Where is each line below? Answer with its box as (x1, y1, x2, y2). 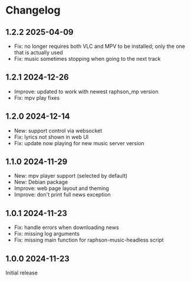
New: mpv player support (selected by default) (14, 172, 128, 179)
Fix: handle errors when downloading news (14, 224, 119, 231)
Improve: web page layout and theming (14, 185, 110, 192)
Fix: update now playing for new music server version (14, 139, 145, 146)
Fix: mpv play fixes (14, 94, 60, 101)
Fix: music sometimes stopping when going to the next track (14, 55, 161, 62)
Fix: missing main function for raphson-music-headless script (14, 237, 164, 244)
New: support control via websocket (14, 127, 103, 134)
